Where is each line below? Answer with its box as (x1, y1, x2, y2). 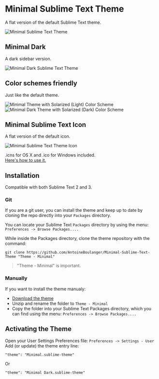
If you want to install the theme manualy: (5, 286, 86, 292)
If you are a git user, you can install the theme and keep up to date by (5, 207, 143, 213)
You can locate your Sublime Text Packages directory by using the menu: (5, 222, 149, 228)
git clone (5, 250, 25, 255)
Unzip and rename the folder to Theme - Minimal (12, 300, 108, 306)
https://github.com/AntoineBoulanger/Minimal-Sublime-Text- (26, 250, 150, 255)
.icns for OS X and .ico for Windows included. (5, 152, 96, 158)
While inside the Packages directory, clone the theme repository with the (5, 236, 150, 241)
